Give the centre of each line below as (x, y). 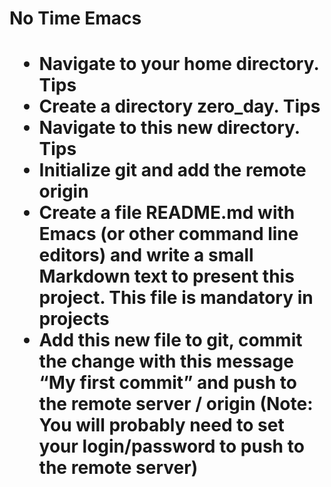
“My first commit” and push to (167, 383)
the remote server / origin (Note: (176, 404)
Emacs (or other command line (168, 234)
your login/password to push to (171, 446)
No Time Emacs (75, 18)
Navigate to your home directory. (178, 64)
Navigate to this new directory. (169, 128)
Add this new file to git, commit (170, 340)
